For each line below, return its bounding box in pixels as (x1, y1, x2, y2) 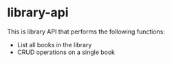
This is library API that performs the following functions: (7, 27, 166, 36)
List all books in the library (17, 40, 92, 49)
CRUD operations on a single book (17, 48, 116, 56)
